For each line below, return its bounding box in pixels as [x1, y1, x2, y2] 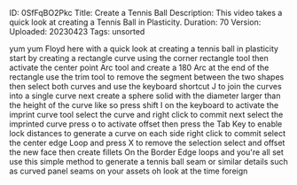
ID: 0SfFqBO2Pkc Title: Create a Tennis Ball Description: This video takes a [9, 8, 283, 18]
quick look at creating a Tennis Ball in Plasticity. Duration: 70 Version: [9, 17, 262, 27]
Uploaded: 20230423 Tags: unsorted [9, 27, 145, 36]
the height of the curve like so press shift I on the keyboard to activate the [9, 100, 279, 110]
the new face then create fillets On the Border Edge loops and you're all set [9, 147, 284, 158]
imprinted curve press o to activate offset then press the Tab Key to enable [9, 119, 283, 129]
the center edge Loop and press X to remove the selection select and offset [9, 137, 285, 148]
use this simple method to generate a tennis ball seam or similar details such [9, 157, 288, 166]
